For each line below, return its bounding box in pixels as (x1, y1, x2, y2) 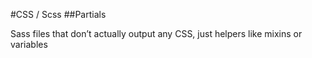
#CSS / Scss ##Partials (10, 9, 107, 20)
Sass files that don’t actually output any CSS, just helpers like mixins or (10, 28, 303, 39)
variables (10, 39, 48, 50)
